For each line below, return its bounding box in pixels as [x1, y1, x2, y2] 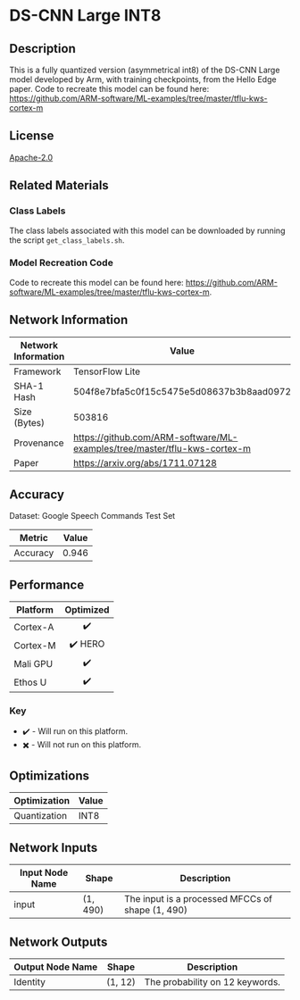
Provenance [13, 437, 64, 449]
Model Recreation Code [9, 256, 113, 269]
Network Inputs [9, 840, 98, 855]
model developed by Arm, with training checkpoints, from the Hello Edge [9, 74, 277, 85]
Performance [9, 577, 85, 592]
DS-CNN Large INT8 [9, 5, 162, 26]
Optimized [64, 604, 110, 616]
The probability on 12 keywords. [144, 975, 281, 987]
